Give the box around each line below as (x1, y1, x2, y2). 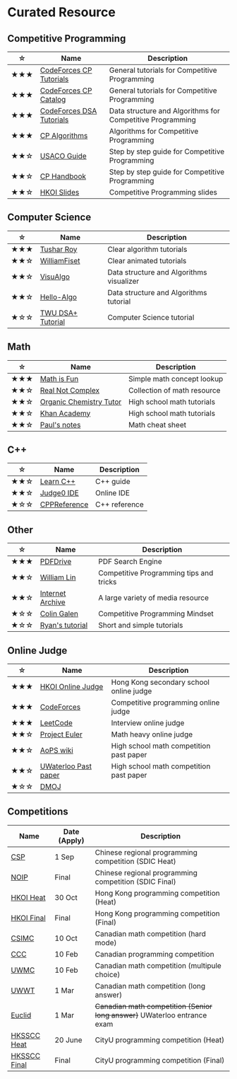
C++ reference (95, 500, 145, 509)
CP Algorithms (39, 131, 88, 140)
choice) (95, 969, 121, 979)
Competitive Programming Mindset (98, 609, 214, 619)
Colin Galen (39, 609, 79, 619)
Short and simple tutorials (98, 621, 183, 630)
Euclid (11, 1010, 32, 1020)
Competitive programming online (111, 698, 220, 708)
